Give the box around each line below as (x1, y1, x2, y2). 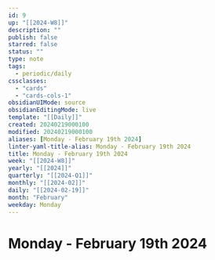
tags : (8, 63, 26, 70)
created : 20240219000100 (8, 121, 89, 128)
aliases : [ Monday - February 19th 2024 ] (8, 135, 143, 143)
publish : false (8, 33, 58, 42)
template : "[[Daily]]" (8, 114, 82, 121)
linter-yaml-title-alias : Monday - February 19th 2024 (8, 143, 191, 150)
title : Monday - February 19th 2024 (8, 150, 128, 157)
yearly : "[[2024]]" (8, 164, 72, 172)
